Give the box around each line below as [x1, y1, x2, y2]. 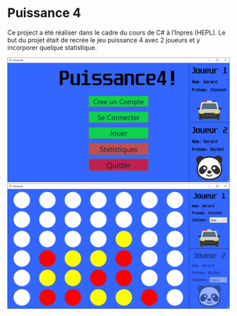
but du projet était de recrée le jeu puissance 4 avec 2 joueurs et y [7, 35, 200, 44]
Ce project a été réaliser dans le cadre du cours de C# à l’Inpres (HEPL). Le [7, 28, 226, 37]
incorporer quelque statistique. [7, 43, 97, 51]
